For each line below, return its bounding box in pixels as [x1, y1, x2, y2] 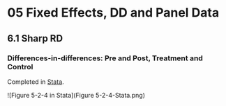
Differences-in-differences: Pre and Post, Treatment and [7, 53, 204, 63]
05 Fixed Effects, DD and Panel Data [7, 5, 220, 21]
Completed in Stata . [7, 78, 64, 86]
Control [7, 62, 33, 71]
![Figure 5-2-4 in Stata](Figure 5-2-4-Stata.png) [7, 91, 145, 99]
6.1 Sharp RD [7, 33, 63, 44]
